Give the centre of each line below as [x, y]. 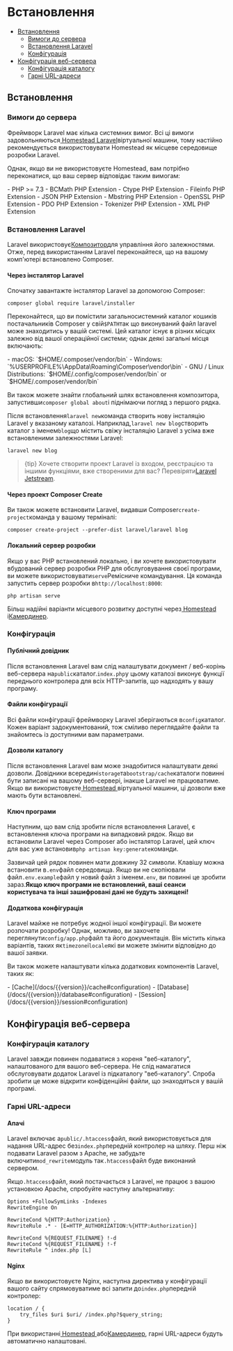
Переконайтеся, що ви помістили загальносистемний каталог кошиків [112, 317]
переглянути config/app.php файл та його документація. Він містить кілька [116, 938]
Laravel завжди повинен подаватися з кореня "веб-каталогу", [99, 1059]
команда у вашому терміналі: [73, 517]
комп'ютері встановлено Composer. [61, 259]
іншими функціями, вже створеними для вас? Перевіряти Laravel [120, 471]
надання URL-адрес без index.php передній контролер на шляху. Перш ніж [117, 1146]
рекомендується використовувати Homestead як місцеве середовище [112, 147]
